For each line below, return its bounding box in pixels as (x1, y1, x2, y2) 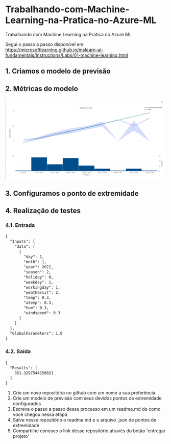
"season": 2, (23, 270, 52, 275)
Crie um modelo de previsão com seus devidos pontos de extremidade (12, 395, 162, 401)
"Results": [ (10, 365, 38, 370)
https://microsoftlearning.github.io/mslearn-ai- (5, 46, 104, 53)
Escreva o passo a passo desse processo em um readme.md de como (12, 406, 161, 412)
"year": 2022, (23, 265, 54, 270)
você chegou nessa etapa (12, 411, 67, 417)
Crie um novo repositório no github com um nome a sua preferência (12, 389, 156, 395)
